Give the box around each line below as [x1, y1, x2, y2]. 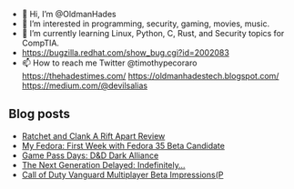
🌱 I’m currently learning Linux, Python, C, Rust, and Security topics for [21, 28, 285, 38]
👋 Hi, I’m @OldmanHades [21, 9, 117, 19]
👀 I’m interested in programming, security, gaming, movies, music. [21, 18, 270, 29]
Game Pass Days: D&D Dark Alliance [21, 150, 159, 161]
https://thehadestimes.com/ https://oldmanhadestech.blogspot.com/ [21, 71, 279, 81]
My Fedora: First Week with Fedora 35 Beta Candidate [21, 140, 225, 151]
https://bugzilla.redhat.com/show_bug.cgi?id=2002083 [21, 47, 229, 58]
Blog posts [8, 106, 70, 122]
